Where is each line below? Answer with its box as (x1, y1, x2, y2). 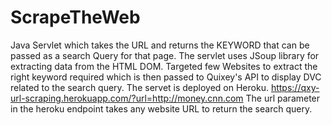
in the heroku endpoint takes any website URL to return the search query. (10, 102, 313, 115)
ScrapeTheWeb (10, 6, 141, 29)
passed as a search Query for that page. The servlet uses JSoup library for (10, 49, 320, 61)
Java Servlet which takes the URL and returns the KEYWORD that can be (10, 39, 310, 51)
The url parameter (245, 92, 321, 104)
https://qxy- (270, 81, 320, 93)
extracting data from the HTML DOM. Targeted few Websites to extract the (10, 60, 318, 72)
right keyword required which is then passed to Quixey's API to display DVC (10, 71, 322, 83)
